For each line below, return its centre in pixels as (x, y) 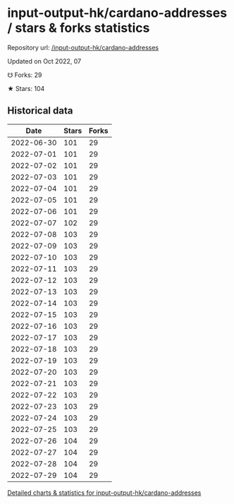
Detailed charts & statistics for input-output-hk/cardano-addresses (104, 493)
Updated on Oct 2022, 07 (44, 61)
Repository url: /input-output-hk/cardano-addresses (83, 47)
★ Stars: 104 (26, 88)
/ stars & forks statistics (79, 28)
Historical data (40, 111)
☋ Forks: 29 (25, 75)
